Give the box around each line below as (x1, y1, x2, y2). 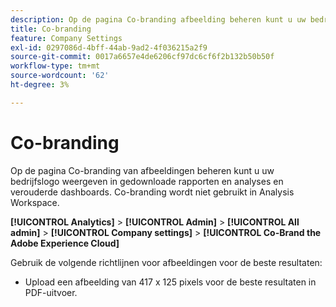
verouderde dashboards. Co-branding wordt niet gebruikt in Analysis (10, 186, 295, 198)
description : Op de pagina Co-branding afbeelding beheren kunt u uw (10, 14, 307, 25)
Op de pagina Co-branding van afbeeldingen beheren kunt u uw (10, 164, 275, 176)
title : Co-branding (10, 24, 92, 34)
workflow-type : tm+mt (10, 61, 101, 71)
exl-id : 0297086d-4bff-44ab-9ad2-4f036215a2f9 (10, 42, 208, 53)
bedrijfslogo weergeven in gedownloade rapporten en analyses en (10, 175, 284, 187)
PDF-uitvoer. (24, 286, 78, 298)
